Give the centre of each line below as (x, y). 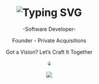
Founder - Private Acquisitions (49, 40)
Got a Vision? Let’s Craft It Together (49, 52)
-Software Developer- (49, 29)
